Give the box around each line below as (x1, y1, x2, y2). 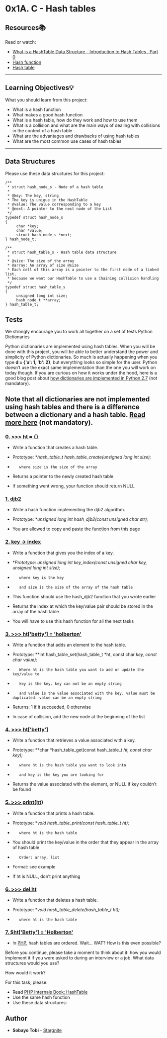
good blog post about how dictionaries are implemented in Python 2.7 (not (5, 375, 158, 381)
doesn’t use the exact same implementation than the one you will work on (5, 365, 156, 371)
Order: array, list (19, 855, 60, 860)
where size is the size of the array (19, 465, 97, 470)
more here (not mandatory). (5, 418, 93, 427)
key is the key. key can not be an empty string (19, 681, 122, 686)
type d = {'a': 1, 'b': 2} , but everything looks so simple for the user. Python (5, 359, 158, 366)
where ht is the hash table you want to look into (19, 763, 126, 768)
